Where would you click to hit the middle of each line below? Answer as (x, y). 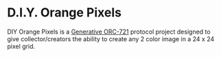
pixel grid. (21, 46)
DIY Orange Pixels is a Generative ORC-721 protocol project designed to (109, 32)
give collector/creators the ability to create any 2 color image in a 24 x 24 (111, 38)
